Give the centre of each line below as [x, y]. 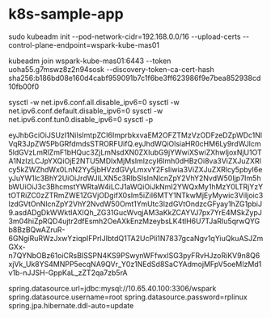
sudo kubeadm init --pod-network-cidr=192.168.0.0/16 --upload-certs [125, 36]
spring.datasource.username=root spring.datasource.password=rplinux [128, 297]
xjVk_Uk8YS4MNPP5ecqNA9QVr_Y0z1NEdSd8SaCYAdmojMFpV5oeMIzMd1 [135, 264]
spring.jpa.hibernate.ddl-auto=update [71, 305]
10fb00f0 [23, 87]
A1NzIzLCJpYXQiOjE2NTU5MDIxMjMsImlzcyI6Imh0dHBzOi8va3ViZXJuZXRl [135, 161]
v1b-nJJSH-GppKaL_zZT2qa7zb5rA [68, 273]
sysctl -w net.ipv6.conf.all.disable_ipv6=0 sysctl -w [94, 102]
